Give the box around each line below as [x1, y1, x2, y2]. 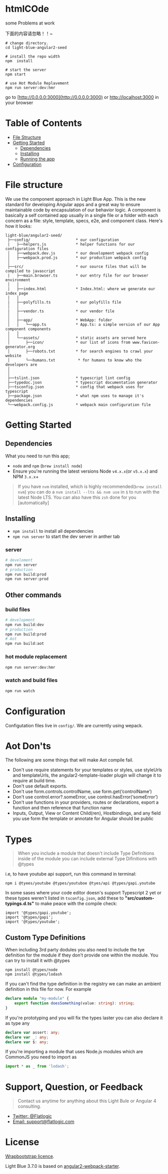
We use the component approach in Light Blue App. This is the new [5, 196, 146, 202]
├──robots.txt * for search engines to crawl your [25, 348, 153, 354]
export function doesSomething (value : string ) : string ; [14, 1001, 136, 1006]
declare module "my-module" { [5, 996, 70, 1001]
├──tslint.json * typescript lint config [7, 375, 130, 380]
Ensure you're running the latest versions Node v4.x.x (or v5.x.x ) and [12, 468, 158, 474]
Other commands [5, 590, 62, 599]
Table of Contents [5, 118, 82, 129]
